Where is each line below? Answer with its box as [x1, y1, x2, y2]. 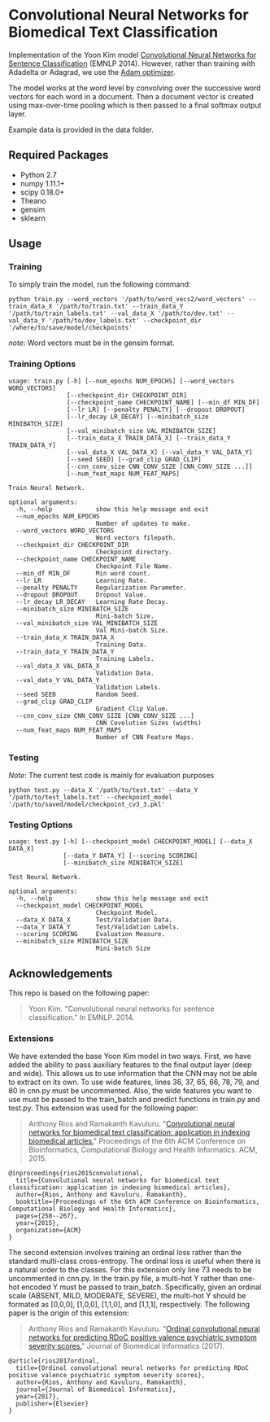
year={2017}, [15, 1393, 60, 1401]
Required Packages [8, 148, 109, 162]
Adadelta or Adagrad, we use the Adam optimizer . [8, 67, 176, 77]
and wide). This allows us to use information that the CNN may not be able [8, 1069, 258, 1079]
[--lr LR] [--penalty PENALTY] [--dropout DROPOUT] [66, 405, 246, 413]
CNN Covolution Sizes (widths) [95, 719, 202, 727]
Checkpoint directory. [95, 548, 173, 556]
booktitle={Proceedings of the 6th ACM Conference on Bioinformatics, [15, 1198, 260, 1206]
